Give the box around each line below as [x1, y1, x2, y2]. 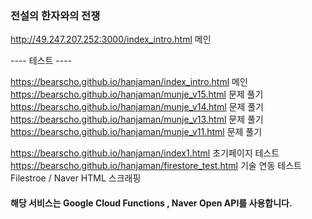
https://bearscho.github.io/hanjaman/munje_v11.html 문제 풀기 [10, 126, 263, 138]
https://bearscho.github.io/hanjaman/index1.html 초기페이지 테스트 [10, 147, 280, 159]
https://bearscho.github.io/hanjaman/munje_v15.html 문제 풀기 [10, 88, 264, 101]
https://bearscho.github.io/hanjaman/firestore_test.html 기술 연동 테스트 [10, 160, 302, 172]
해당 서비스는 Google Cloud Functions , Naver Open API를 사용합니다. [10, 197, 293, 209]
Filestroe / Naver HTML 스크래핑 [10, 172, 142, 184]
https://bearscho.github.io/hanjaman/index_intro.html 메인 [10, 76, 248, 88]
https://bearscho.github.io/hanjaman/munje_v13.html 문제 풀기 [10, 113, 264, 126]
